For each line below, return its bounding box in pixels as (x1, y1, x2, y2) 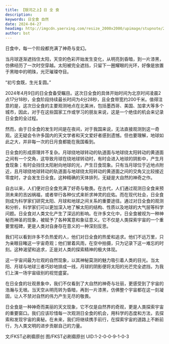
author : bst (5, 31, 30, 36)
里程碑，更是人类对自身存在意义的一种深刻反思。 (9, 223, 111, 229)
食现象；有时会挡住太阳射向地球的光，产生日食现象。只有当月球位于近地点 (5, 162, 159, 168)
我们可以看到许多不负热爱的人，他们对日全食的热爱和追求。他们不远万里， (5, 234, 159, 240)
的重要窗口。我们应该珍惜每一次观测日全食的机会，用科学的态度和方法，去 (5, 310, 159, 316)
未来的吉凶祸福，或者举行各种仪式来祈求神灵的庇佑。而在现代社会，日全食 (9, 192, 164, 197)
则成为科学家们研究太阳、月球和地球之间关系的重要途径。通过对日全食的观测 (5, 198, 164, 204)
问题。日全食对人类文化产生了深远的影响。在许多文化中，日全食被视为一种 (5, 210, 159, 216)
